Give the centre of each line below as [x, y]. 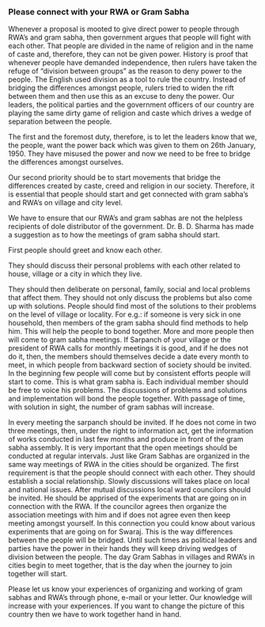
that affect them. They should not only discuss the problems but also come [130, 298]
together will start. [38, 574]
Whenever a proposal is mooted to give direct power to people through [124, 29]
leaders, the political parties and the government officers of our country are [131, 104]
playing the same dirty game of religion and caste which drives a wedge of [130, 113]
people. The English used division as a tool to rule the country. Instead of [127, 80]
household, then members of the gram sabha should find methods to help [129, 323]
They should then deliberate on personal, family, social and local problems [129, 289]
